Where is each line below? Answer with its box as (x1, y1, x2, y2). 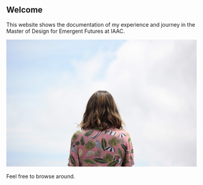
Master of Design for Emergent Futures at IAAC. (6, 27, 125, 35)
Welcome (6, 5, 43, 15)
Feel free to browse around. (6, 173, 76, 180)
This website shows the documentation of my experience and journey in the (6, 21, 195, 28)
